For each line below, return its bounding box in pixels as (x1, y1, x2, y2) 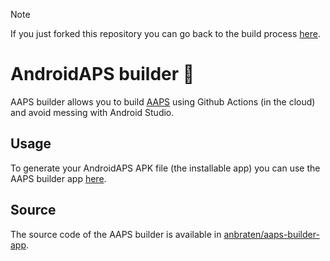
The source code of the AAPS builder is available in (10, 228, 222, 240)
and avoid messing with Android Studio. (10, 106, 175, 118)
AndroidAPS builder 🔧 (10, 63, 195, 86)
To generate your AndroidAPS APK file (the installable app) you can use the (10, 162, 321, 174)
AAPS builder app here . (10, 172, 107, 184)
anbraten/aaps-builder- (223, 228, 320, 240)
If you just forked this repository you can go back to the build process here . (10, 28, 321, 39)
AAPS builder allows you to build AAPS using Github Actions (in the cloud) (10, 95, 316, 108)
